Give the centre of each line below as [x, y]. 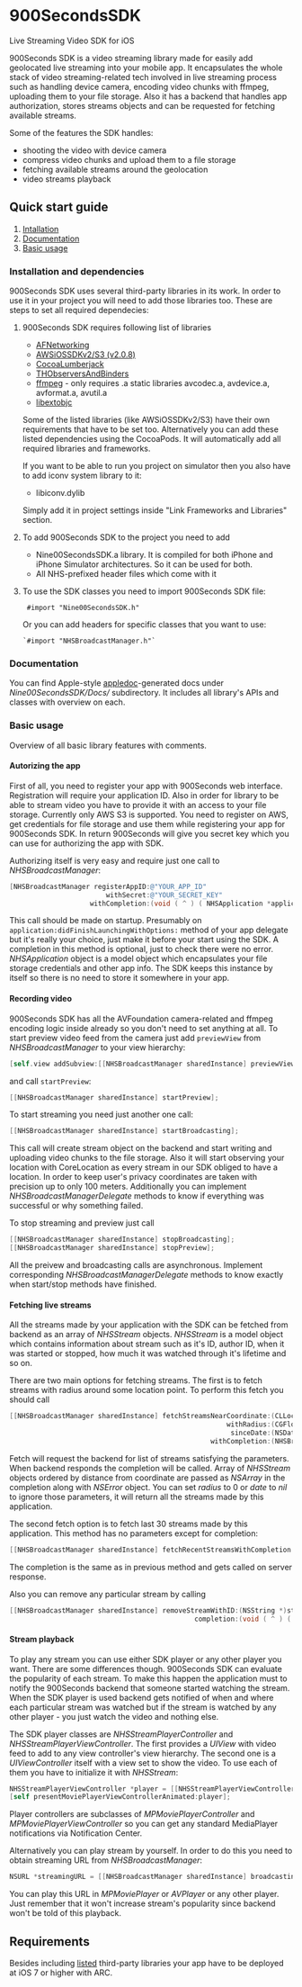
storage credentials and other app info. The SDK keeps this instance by [141, 968]
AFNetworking [62, 345]
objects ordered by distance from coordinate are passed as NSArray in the [147, 1478]
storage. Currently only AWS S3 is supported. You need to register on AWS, [149, 814]
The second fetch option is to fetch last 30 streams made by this [129, 1524]
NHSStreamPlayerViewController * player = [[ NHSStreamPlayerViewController [152, 1789]
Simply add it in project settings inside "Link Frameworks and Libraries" [155, 510]
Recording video [40, 999]
